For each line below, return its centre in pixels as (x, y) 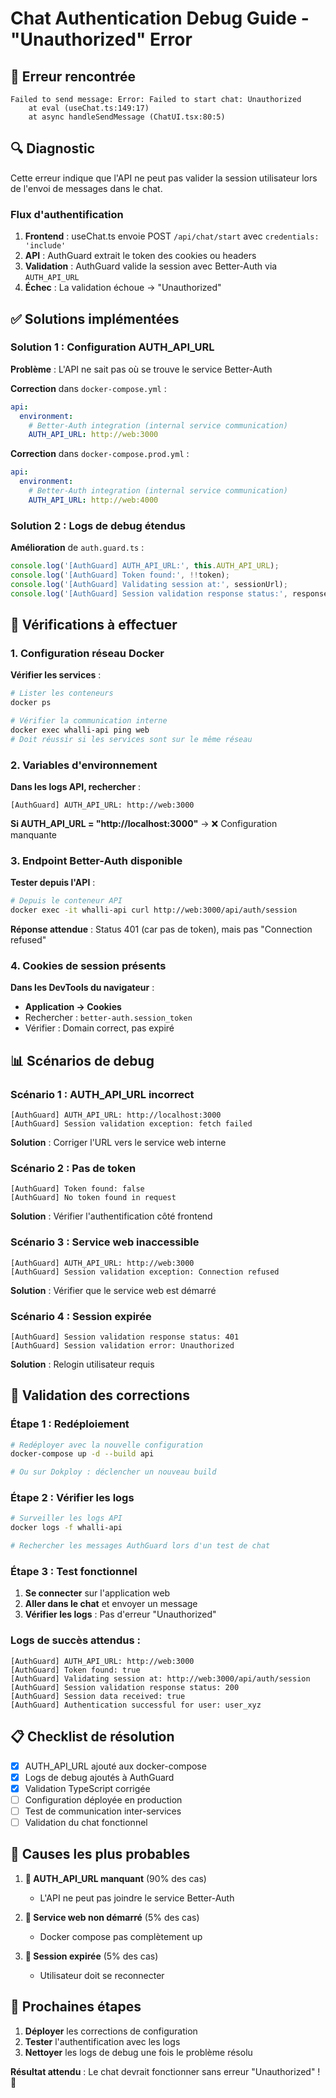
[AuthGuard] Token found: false (77, 1189)
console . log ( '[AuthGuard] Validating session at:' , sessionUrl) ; (149, 584)
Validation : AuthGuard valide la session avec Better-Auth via (151, 266)
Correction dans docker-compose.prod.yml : (100, 454)
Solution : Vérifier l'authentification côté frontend (111, 1216)
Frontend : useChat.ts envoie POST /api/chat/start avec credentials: (172, 236)
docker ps (31, 703)
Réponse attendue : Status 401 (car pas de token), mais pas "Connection (161, 929)
